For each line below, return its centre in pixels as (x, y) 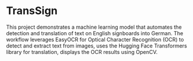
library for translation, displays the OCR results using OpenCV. (82, 52)
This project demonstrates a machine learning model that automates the (94, 27)
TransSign (32, 11)
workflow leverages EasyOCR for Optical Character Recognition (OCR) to (95, 39)
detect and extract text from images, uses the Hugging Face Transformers (97, 46)
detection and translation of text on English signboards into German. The (95, 33)
